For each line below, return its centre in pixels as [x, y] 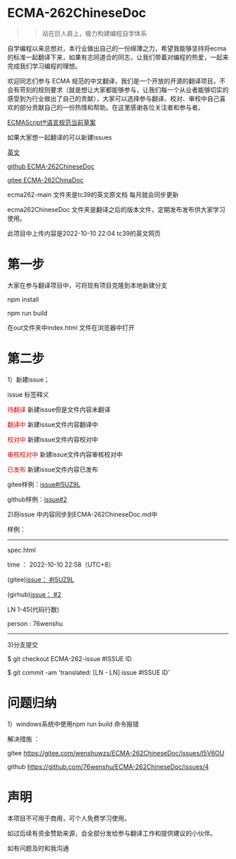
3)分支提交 [23, 644]
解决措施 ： [24, 739]
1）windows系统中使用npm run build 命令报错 [73, 724]
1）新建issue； [29, 379]
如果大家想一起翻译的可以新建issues [60, 137]
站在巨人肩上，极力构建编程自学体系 [94, 33]
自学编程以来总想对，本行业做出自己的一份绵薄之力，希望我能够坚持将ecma [117, 48]
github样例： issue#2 [37, 499]
